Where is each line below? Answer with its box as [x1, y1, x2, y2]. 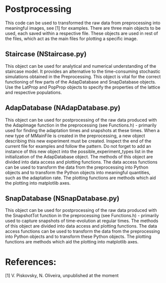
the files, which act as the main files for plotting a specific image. [5, 36, 138, 42]
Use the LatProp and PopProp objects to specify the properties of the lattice [5, 84, 161, 90]
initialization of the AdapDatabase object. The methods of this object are [5, 153, 153, 159]
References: [5, 256, 56, 268]
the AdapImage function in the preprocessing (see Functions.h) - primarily [5, 122, 157, 128]
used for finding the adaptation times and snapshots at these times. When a [5, 127, 160, 133]
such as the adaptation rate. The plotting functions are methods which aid [5, 175, 156, 181]
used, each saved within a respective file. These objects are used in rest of [5, 30, 159, 36]
